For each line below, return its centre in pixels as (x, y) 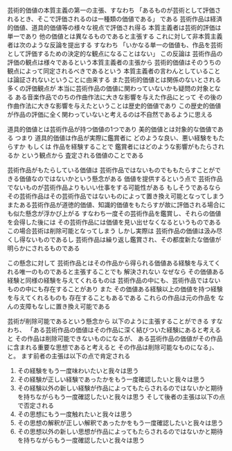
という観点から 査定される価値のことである (82, 155)
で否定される (35, 405)
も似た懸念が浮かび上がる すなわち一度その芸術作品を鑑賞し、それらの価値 (114, 213)
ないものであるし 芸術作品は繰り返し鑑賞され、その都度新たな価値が (123, 239)
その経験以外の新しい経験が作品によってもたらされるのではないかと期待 (120, 388)
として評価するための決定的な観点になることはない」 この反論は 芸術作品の (115, 54)
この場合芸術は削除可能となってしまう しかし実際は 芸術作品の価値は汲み (112, 231)
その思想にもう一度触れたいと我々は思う (75, 414)
